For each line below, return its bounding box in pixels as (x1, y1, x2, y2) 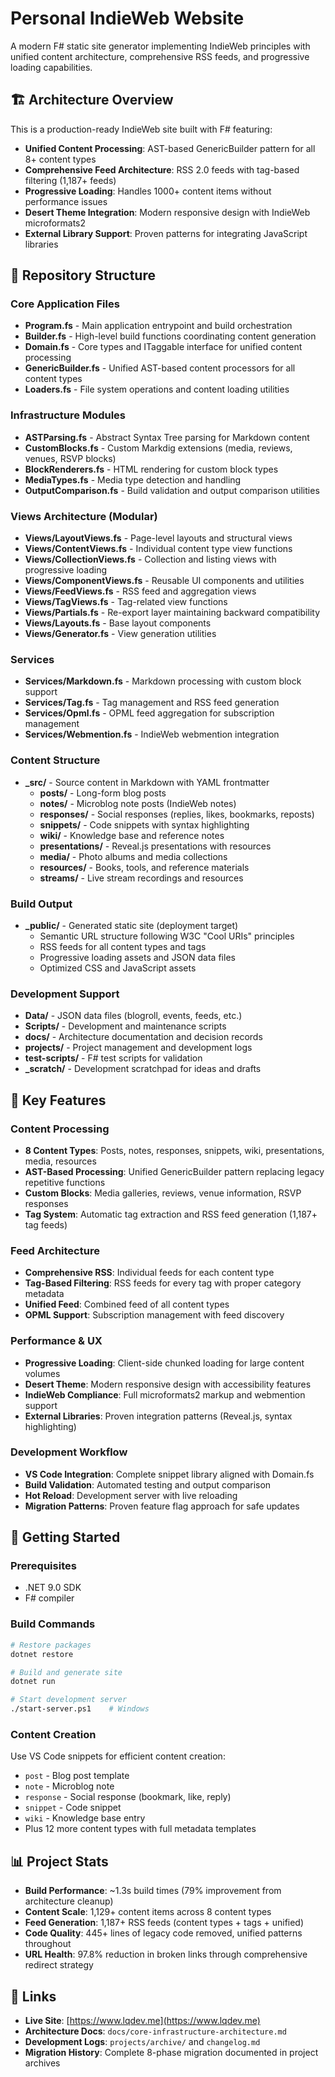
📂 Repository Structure (10, 267, 156, 284)
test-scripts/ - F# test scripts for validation (24, 1052, 203, 1064)
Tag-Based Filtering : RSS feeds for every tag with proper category (24, 1277, 302, 1289)
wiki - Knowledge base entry (24, 1812, 146, 1824)
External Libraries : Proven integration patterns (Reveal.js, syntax (24, 1410, 293, 1422)
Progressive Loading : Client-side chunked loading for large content (24, 1357, 305, 1369)
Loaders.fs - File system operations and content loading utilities (24, 383, 290, 396)
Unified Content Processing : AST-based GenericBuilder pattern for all (24, 142, 316, 154)
